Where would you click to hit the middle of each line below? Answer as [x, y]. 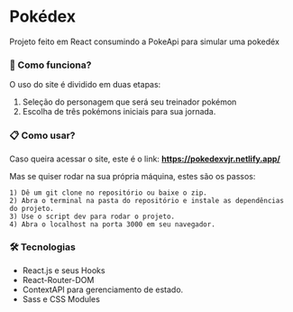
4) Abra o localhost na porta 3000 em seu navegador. [113, 224]
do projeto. [32, 208]
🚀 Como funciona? [50, 65]
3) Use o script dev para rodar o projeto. [92, 216]
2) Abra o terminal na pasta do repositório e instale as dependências [146, 200]
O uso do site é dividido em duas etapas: [85, 85]
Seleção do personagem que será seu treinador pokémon [129, 102]
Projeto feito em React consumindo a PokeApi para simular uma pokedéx [144, 41]
